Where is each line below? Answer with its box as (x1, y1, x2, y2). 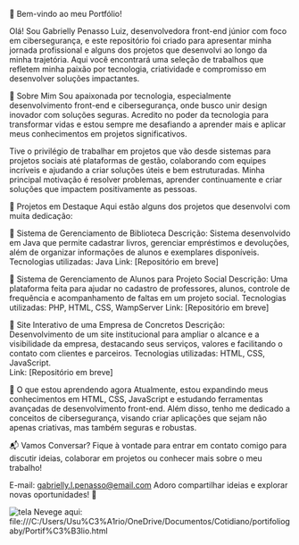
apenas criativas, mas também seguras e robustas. (9, 423, 197, 432)
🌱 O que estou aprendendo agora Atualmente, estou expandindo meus (9, 384, 269, 395)
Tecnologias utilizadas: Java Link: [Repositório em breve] (9, 256, 219, 267)
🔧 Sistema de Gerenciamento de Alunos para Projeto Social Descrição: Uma (9, 273, 288, 284)
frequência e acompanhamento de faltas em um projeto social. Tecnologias (9, 293, 287, 303)
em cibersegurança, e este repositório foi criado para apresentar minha (9, 36, 272, 46)
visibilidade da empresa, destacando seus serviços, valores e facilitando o (9, 339, 283, 348)
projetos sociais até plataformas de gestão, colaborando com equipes (9, 155, 267, 165)
